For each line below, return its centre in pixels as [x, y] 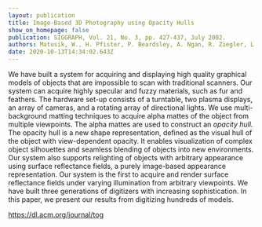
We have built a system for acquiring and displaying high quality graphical [127, 74]
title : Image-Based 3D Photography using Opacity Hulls [101, 23]
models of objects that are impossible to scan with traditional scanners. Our [130, 82]
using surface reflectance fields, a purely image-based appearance [117, 166]
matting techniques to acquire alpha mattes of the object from [149, 116]
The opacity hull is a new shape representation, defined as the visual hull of [130, 133]
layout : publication [42, 15]
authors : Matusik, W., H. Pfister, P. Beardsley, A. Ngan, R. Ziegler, [127, 45]
